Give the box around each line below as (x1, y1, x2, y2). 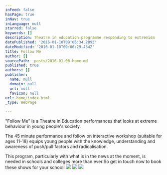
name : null (9, 77, 32, 82)
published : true (5, 63, 39, 68)
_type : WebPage (5, 100, 37, 105)
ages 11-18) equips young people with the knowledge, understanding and (5, 138, 156, 145)
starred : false (5, 26, 37, 31)
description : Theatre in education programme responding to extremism (5, 35, 155, 40)
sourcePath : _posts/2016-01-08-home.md (5, 58, 88, 63)
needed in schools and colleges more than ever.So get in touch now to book (5, 159, 162, 165)
